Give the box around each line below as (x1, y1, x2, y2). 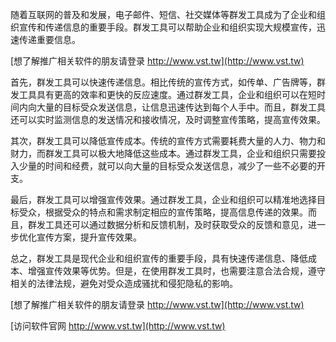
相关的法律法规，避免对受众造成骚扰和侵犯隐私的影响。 (10, 278, 238, 289)
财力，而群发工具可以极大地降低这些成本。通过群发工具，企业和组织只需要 (10, 148, 317, 159)
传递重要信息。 (18, 34, 81, 45)
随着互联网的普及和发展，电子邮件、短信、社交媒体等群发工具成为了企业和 (10, 9, 317, 20)
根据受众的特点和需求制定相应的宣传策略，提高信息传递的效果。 (44, 206, 308, 218)
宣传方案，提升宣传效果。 (36, 231, 142, 243)
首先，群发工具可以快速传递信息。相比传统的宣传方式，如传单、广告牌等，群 (10, 76, 326, 88)
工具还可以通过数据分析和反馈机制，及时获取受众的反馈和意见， (44, 219, 308, 230)
